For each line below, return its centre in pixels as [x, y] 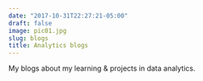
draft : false [30, 23]
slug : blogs [28, 38]
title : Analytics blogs [49, 46]
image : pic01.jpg [38, 30]
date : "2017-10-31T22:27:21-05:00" [68, 16]
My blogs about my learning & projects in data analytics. [102, 68]
